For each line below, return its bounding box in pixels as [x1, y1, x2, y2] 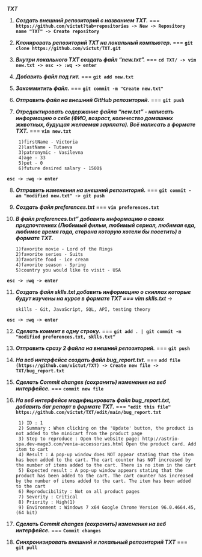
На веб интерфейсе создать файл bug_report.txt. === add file [15, 356, 181, 363]
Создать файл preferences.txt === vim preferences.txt [15, 203, 160, 211]
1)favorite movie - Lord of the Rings [15, 246, 113, 252]
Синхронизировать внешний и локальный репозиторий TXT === [15, 538, 188, 546]
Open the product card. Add [126, 441, 197, 447]
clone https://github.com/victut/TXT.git [15, 45, 121, 51]
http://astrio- [142, 436, 180, 442]
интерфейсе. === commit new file [15, 385, 104, 392]
